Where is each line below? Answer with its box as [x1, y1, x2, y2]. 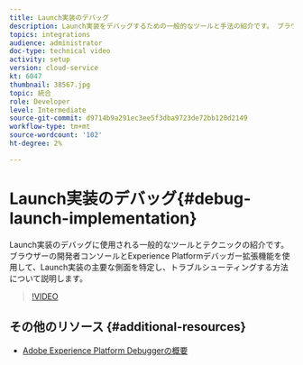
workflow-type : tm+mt [9, 123, 91, 132]
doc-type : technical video [9, 47, 111, 56]
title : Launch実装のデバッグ [9, 13, 110, 23]
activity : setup [9, 55, 70, 64]
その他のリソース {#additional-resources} [9, 319, 246, 334]
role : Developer [9, 96, 70, 106]
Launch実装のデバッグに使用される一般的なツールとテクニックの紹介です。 [9, 239, 289, 250]
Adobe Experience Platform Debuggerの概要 [22, 344, 188, 356]
